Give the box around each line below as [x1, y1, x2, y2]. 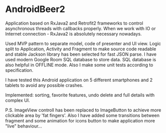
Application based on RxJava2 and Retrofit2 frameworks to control [5, 20, 143, 26]
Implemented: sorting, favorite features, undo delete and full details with [5, 92, 155, 98]
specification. [5, 67, 34, 73]
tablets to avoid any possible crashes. [5, 82, 84, 88]
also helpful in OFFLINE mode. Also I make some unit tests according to [5, 62, 153, 68]
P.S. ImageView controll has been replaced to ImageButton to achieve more [5, 107, 161, 113]
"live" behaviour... [5, 123, 42, 129]
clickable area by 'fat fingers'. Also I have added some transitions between [5, 112, 160, 118]
